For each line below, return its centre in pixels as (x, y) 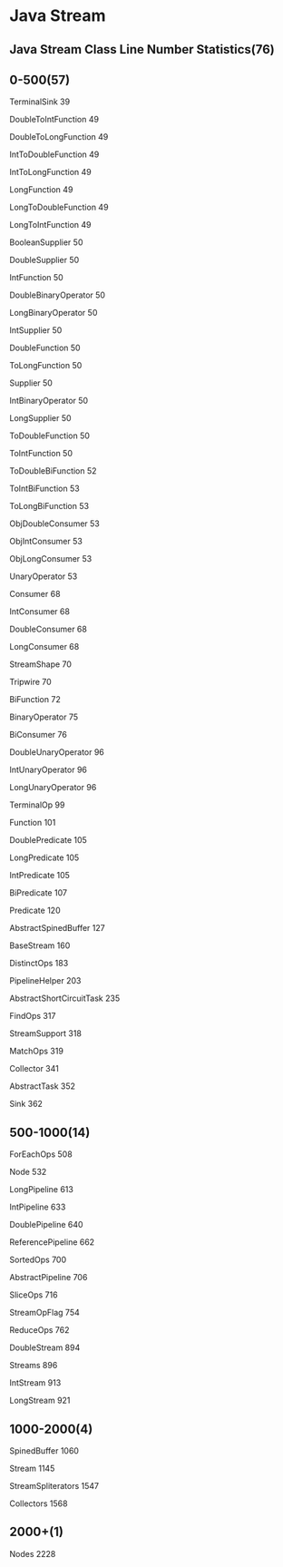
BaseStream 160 (40, 945)
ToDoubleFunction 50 (50, 436)
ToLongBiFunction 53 (49, 506)
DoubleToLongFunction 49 (59, 137)
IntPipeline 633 (38, 1207)
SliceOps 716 (34, 1295)
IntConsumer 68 (40, 612)
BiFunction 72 (35, 700)
